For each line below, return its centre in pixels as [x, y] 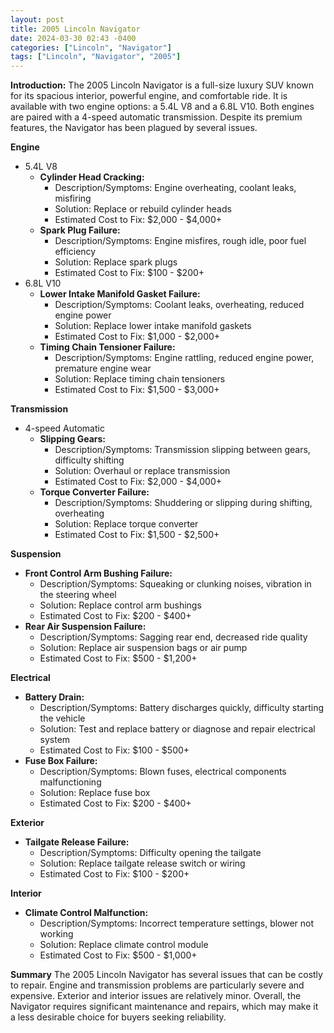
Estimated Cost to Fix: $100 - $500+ [114, 750]
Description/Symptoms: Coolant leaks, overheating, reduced [179, 305]
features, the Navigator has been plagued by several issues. [134, 128]
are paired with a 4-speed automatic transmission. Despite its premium [156, 117]
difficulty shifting [89, 460]
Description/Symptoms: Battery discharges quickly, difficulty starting [182, 708]
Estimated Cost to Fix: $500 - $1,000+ [118, 955]
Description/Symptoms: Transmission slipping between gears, [182, 450]
